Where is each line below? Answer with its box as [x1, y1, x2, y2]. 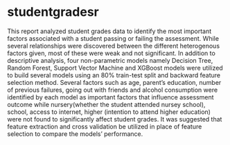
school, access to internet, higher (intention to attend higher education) [7, 108, 211, 116]
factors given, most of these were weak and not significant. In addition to [7, 49, 216, 57]
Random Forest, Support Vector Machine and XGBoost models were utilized [7, 64, 223, 72]
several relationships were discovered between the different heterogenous [7, 41, 220, 50]
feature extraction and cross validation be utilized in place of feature [7, 122, 202, 130]
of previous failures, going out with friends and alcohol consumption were [7, 86, 218, 94]
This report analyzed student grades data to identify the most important [7, 27, 212, 35]
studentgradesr [7, 4, 99, 20]
